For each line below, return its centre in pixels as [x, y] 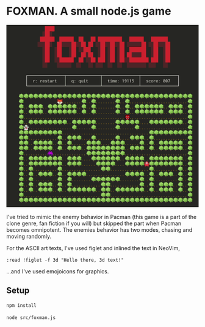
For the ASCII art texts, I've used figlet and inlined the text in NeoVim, [93, 248]
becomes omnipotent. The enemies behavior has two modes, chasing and [99, 229]
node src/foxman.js [31, 318]
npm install [21, 305]
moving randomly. [29, 236]
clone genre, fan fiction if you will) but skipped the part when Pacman [94, 223]
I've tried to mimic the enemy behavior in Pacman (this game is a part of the [102, 217]
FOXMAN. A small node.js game [89, 11]
